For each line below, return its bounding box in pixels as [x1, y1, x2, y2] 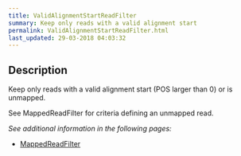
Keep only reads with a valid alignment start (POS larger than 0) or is [8, 84, 233, 94]
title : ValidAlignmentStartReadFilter [8, 11, 137, 20]
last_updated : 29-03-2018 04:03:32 [8, 33, 126, 42]
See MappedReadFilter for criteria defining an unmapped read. [8, 108, 214, 118]
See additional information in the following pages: [8, 124, 173, 134]
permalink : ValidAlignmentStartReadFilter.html [8, 26, 169, 34]
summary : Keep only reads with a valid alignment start [8, 19, 197, 27]
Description [8, 63, 68, 76]
